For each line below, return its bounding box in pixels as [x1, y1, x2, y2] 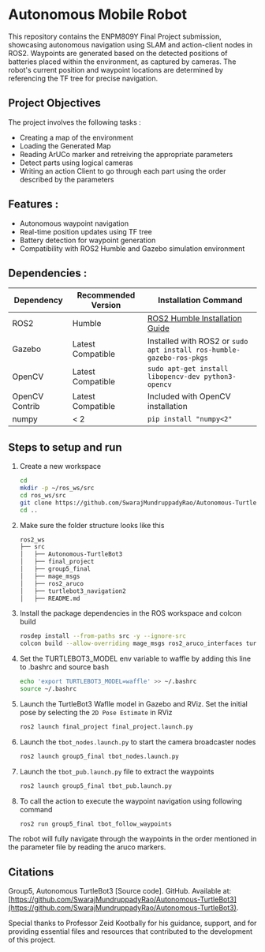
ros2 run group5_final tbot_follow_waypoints [19, 819, 172, 828]
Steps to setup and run [8, 440, 122, 454]
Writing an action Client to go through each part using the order [19, 166, 226, 175]
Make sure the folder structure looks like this [19, 520, 165, 530]
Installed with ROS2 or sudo [147, 335, 248, 347]
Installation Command [157, 294, 243, 305]
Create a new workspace [19, 462, 102, 471]
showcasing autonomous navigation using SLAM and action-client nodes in [8, 39, 253, 49]
